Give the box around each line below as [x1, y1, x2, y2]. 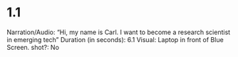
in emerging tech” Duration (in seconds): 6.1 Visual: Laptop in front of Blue [6, 35, 224, 43]
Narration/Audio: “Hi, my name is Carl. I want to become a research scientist [6, 28, 231, 36]
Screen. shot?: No [6, 43, 60, 51]
